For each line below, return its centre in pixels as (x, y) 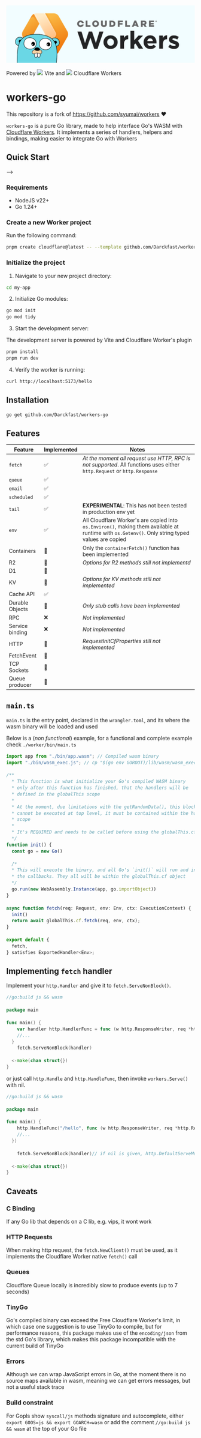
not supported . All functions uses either (131, 465)
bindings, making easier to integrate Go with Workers (72, 138)
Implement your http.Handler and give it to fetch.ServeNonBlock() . (89, 986)
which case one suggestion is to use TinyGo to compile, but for (84, 1326)
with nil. (16, 1085)
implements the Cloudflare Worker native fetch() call (72, 1257)
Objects (18, 609)
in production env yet (109, 512)
